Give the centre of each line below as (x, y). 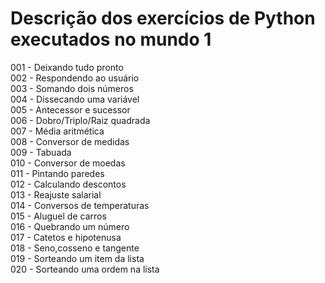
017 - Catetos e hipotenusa (66, 237)
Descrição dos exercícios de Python (163, 18)
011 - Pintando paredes (57, 173)
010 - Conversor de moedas (68, 163)
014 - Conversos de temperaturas (80, 205)
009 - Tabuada (41, 152)
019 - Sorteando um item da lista (77, 258)
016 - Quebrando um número (70, 226)
